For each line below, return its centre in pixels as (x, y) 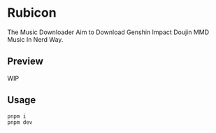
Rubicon (32, 13)
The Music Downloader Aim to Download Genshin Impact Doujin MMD (108, 32)
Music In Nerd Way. (35, 39)
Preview (26, 62)
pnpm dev (20, 122)
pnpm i (17, 116)
